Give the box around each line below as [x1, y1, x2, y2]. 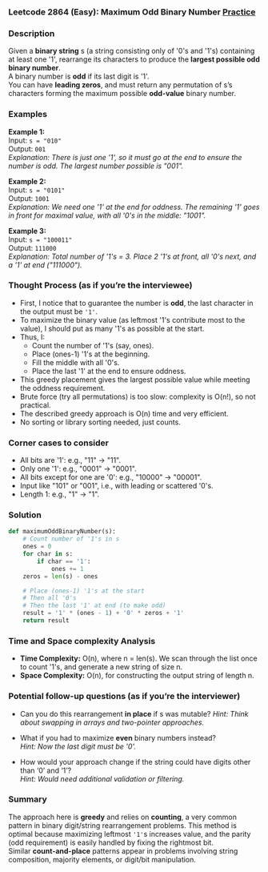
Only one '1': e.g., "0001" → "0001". [19, 464, 138, 474]
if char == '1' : [37, 557, 91, 565]
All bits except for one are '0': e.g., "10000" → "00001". [19, 472, 202, 482]
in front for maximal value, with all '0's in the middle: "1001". [8, 211, 206, 220]
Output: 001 [8, 143, 46, 154]
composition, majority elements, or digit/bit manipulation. [8, 854, 196, 864]
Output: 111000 [8, 243, 57, 252]
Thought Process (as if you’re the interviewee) [8, 279, 194, 291]
